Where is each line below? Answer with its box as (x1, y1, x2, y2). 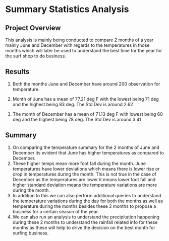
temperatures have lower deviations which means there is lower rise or (12, 166, 160, 172)
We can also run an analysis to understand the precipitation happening (12, 214, 160, 220)
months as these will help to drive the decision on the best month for (12, 224, 155, 230)
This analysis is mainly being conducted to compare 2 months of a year (5, 37, 154, 43)
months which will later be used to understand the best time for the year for (5, 48, 162, 53)
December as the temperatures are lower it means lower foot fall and (12, 176, 156, 182)
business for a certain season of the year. (12, 208, 99, 214)
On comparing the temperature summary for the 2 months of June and (12, 144, 160, 150)
